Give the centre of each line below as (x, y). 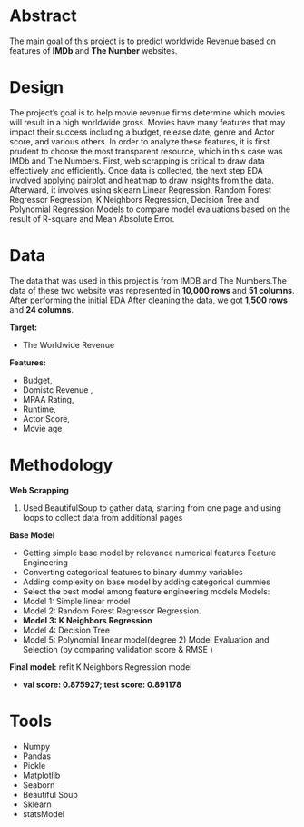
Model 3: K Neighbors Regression (87, 620)
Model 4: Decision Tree (66, 630)
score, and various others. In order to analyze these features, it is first (140, 141)
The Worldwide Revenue (69, 344)
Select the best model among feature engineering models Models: (146, 591)
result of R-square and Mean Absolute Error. (92, 218)
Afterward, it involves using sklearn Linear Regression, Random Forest (141, 189)
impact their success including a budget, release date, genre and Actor (142, 132)
